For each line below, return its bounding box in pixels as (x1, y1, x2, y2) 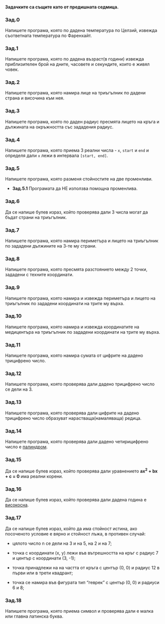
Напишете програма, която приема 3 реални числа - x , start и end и (5, 148, 149, 154)
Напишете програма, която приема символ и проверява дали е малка (5, 608, 154, 614)
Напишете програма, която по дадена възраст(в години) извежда (5, 56, 144, 62)
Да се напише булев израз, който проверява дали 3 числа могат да (5, 209, 148, 215)
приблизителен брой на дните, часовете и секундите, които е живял (5, 62, 150, 67)
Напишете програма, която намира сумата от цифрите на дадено (5, 352, 143, 359)
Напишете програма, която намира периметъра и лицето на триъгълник (5, 238, 159, 244)
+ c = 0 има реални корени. (5, 473, 63, 479)
